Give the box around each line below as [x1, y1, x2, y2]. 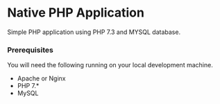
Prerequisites [7, 45, 53, 55]
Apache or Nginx [17, 74, 66, 83]
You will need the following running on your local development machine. [7, 61, 213, 69]
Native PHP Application [7, 5, 144, 21]
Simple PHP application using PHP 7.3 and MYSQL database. [7, 28, 181, 36]
